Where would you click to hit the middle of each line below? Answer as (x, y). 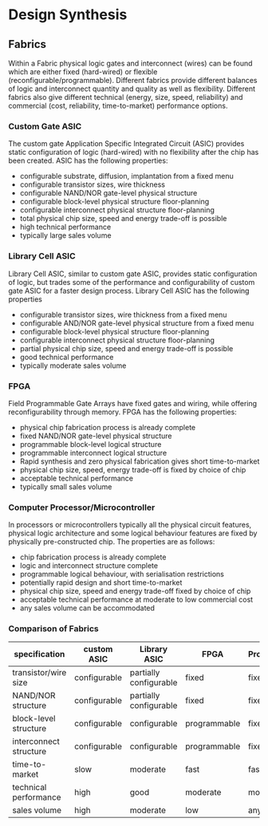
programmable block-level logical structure (91, 444)
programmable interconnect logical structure (93, 453)
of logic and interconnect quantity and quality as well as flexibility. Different (132, 89)
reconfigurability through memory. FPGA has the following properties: (122, 412)
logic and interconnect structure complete (89, 566)
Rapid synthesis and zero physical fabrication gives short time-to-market (140, 461)
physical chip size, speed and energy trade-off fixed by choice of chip (135, 591)
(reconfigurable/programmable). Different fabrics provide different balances (133, 80)
